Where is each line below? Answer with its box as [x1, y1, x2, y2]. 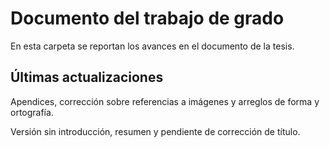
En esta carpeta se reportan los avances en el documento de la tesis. [10, 40, 295, 52]
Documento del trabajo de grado [10, 7, 285, 30]
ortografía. [10, 106, 54, 118]
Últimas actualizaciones [10, 69, 164, 86]
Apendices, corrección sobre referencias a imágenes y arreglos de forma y [10, 95, 320, 107]
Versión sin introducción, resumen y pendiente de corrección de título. [10, 125, 301, 137]
